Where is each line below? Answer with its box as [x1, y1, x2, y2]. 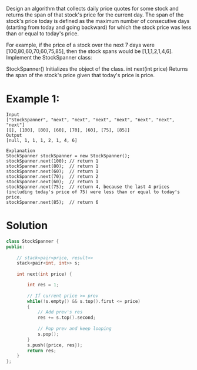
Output [6, 132, 22, 138]
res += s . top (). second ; [37, 315, 96, 321]
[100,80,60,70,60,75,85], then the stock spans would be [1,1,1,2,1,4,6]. [6, 48, 173, 55]
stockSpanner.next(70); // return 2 [6, 173, 99, 179]
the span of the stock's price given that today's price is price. [6, 72, 155, 78]
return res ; [27, 348, 57, 354]
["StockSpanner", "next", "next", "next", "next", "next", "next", [6, 117, 175, 123]
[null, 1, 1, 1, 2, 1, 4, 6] [6, 137, 78, 143]
